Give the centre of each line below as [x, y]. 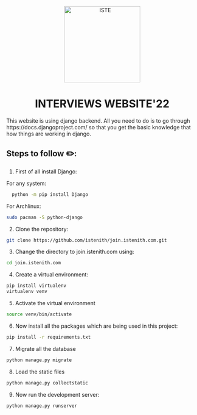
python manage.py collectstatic [47, 383]
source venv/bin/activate [39, 314]
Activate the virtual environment [55, 303]
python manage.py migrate [39, 360]
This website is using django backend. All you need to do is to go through [98, 121]
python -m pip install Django [50, 194]
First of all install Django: [46, 171]
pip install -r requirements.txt [49, 337]
